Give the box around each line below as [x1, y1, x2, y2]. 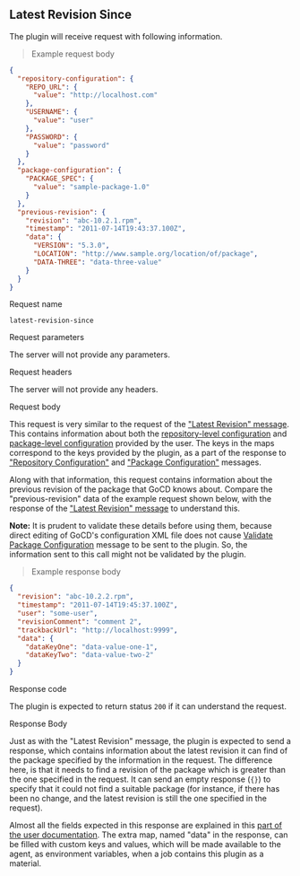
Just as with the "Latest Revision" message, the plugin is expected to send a [9, 736, 291, 747]
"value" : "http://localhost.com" [32, 91, 159, 100]
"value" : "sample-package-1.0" [32, 183, 150, 192]
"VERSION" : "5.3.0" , [32, 241, 110, 250]
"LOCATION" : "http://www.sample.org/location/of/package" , [32, 250, 258, 258]
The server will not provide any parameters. [9, 349, 170, 360]
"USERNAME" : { [25, 108, 78, 117]
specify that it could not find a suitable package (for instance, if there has [9, 784, 280, 794]
